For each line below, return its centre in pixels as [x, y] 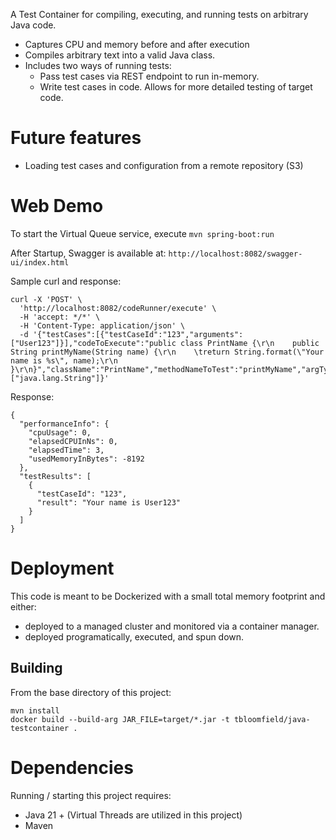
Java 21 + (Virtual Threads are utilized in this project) [133, 815]
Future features [76, 138]
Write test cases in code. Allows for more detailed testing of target [176, 87]
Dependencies [72, 767]
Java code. [33, 25]
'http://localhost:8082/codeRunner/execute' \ [118, 308]
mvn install [35, 710]
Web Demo [57, 206]
